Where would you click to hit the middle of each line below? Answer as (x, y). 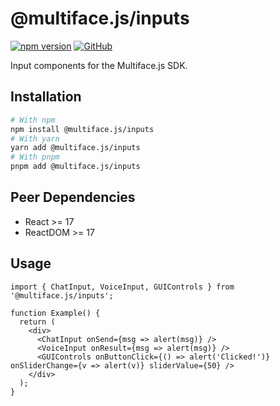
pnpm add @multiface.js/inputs (75, 167)
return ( (37, 322)
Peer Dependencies (73, 197)
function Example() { (55, 313)
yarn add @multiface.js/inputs (75, 148)
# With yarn (35, 138)
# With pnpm (35, 157)
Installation (46, 97)
